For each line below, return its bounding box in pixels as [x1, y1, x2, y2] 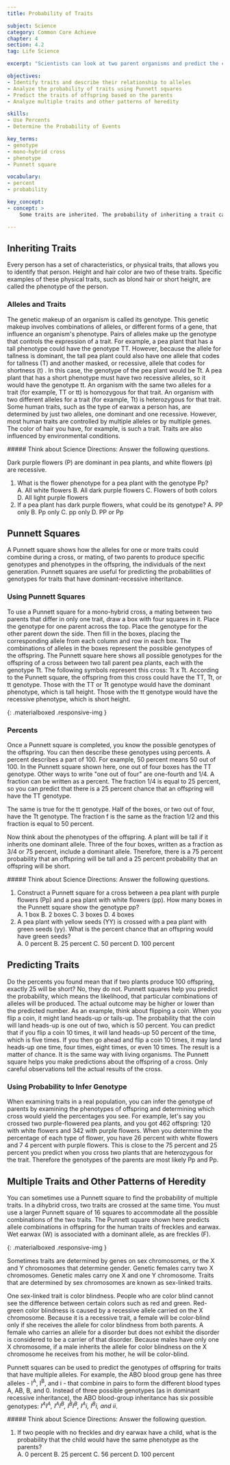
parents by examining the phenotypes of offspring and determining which [7, 1105, 215, 1113]
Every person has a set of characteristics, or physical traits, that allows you [7, 261, 219, 269]
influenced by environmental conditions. [7, 431, 121, 440]
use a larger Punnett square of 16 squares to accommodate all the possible [7, 1208, 218, 1216]
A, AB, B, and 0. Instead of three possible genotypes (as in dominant [7, 1386, 200, 1394]
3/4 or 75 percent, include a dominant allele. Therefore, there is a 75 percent [7, 847, 223, 856]
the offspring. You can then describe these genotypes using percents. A [7, 748, 211, 757]
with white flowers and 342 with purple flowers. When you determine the [7, 1127, 214, 1135]
